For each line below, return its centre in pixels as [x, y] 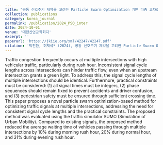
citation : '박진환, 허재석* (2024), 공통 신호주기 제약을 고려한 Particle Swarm [80, 46]
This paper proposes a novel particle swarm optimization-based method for [81, 101]
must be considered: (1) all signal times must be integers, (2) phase [72, 85]
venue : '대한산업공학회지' [28, 32]
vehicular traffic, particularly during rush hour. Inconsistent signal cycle [76, 65]
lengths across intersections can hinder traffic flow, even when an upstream [81, 70]
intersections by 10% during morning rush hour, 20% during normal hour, [78, 132]
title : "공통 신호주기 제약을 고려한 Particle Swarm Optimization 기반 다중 [76, 9]
